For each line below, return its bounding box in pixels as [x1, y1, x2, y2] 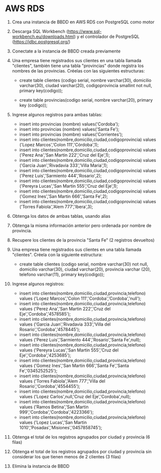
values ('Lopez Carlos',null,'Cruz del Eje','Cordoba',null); [19, 393, 131, 399]
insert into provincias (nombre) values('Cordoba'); [19, 121, 120, 127]
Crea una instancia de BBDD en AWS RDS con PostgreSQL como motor [12, 19, 155, 25]
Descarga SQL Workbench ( [12, 28, 68, 34]
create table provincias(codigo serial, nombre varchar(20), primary [19, 97, 153, 103]
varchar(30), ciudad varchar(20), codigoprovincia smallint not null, [19, 82, 152, 88]
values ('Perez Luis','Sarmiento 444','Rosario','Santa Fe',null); [19, 336, 141, 343]
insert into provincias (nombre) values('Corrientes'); [19, 131, 123, 137]
